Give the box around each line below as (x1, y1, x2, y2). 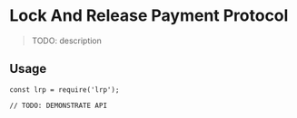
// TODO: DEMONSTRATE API (9, 101, 107, 110)
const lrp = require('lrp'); (9, 85, 120, 95)
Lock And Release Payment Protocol (9, 5, 289, 26)
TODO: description (31, 35, 103, 46)
